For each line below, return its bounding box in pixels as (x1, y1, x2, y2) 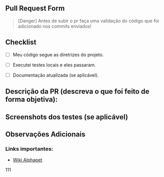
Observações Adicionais (5, 130, 86, 139)
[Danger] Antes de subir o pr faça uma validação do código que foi (17, 17, 159, 24)
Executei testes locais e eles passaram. (12, 61, 96, 68)
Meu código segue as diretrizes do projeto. (12, 51, 104, 58)
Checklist (5, 38, 37, 47)
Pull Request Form (5, 4, 65, 13)
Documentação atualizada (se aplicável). (12, 72, 99, 78)
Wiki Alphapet (12, 157, 43, 163)
